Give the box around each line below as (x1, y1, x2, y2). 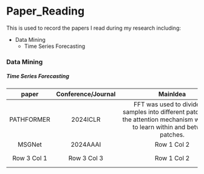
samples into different (122, 107, 185, 116)
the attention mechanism (122, 115, 193, 124)
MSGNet (18, 140, 42, 149)
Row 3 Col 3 (68, 153, 104, 162)
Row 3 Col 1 (12, 153, 47, 162)
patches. (160, 130, 185, 139)
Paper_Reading (6, 4, 85, 18)
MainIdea (158, 90, 186, 98)
